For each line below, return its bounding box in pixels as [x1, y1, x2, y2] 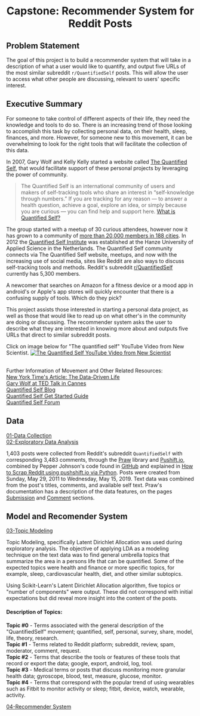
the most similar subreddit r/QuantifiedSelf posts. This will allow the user [6, 69, 189, 76]
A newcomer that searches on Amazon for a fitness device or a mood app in [6, 282, 193, 289]
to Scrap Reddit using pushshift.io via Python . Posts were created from [6, 468, 180, 476]
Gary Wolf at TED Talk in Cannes [6, 379, 87, 387]
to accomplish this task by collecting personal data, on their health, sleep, [6, 127, 187, 135]
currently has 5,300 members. [6, 270, 81, 277]
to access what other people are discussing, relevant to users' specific [6, 76, 180, 82]
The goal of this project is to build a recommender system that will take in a [6, 57, 191, 63]
